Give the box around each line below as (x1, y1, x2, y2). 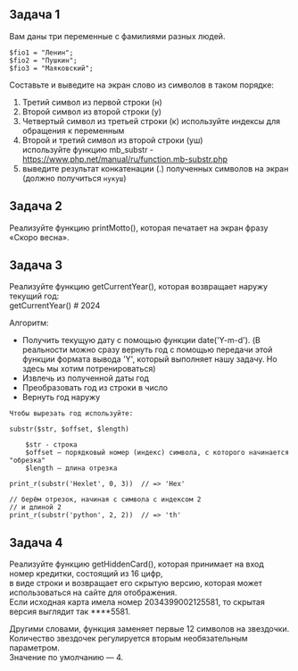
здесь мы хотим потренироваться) (21, 364, 156, 374)
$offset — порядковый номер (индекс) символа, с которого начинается (25, 449, 290, 457)
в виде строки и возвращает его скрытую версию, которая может (9, 578, 263, 589)
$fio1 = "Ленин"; (9, 48, 74, 57)
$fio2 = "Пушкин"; (9, 55, 78, 65)
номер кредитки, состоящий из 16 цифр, (9, 568, 163, 579)
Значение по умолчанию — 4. (9, 652, 124, 663)
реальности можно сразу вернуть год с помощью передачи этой (21, 344, 273, 356)
